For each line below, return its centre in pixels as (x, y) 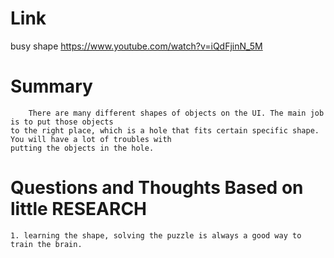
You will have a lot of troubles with (91, 139)
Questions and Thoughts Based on (157, 188)
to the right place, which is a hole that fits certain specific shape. (165, 130)
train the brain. (46, 244)
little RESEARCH (79, 209)
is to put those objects (62, 122)
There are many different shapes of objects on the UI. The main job (176, 113)
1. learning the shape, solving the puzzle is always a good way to (156, 235)
